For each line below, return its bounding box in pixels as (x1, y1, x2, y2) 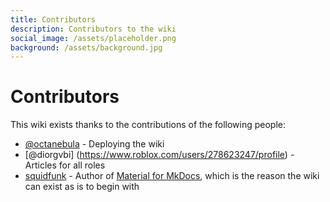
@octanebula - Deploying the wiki (24, 138, 165, 150)
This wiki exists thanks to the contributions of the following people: (10, 119, 287, 131)
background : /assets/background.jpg (10, 42, 163, 53)
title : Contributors (10, 14, 97, 25)
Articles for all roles (24, 159, 106, 171)
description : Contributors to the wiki (10, 24, 177, 34)
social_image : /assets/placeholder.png (10, 33, 177, 43)
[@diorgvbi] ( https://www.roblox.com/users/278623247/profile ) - (24, 149, 295, 161)
